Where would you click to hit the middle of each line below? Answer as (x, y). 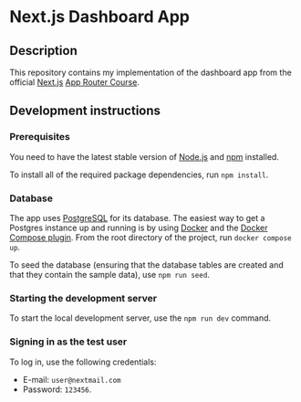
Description (43, 51)
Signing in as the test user (68, 342)
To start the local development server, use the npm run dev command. (140, 318)
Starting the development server (83, 298)
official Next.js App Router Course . (74, 82)
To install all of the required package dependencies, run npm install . (139, 175)
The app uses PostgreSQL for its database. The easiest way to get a (137, 217)
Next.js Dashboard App (99, 17)
